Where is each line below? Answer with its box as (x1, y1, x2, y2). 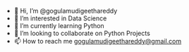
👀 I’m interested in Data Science (13, 14, 107, 22)
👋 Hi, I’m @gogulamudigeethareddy (13, 7, 118, 15)
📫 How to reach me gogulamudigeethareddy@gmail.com (13, 37, 182, 45)
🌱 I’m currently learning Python (13, 22, 104, 30)
